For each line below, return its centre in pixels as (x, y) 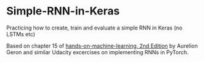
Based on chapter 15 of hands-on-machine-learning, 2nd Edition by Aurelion (102, 46)
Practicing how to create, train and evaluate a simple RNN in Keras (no (94, 28)
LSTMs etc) (21, 34)
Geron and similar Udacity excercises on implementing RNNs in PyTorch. (97, 52)
